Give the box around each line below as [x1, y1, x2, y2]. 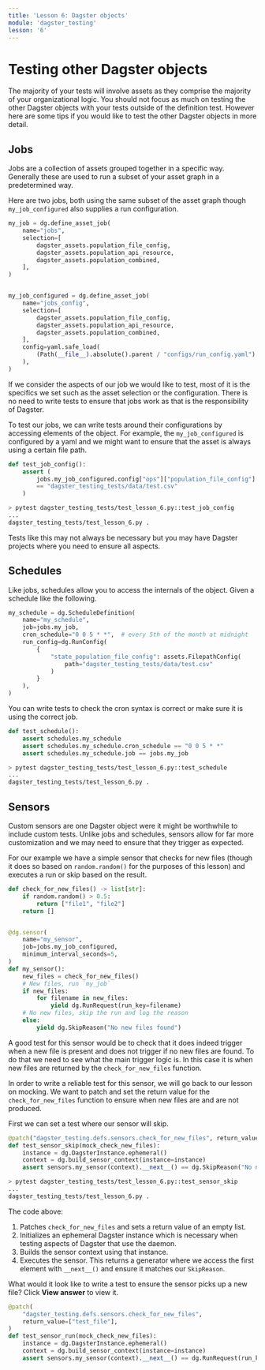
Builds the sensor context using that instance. [19, 1247, 169, 1256]
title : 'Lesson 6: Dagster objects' [8, 11, 129, 20]
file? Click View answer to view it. [8, 1287, 119, 1297]
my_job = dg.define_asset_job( [8, 219, 111, 227]
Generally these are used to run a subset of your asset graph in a [8, 172, 219, 182]
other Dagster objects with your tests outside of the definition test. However [8, 103, 255, 113]
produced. [8, 1103, 42, 1113]
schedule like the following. [8, 593, 97, 603]
